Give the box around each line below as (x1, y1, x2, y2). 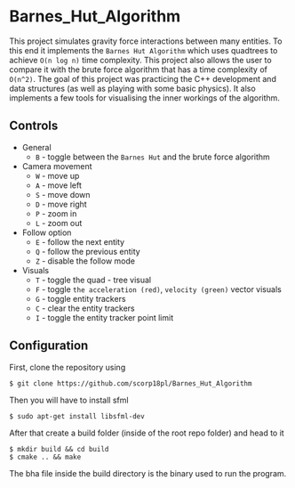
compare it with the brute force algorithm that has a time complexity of (9, 64, 268, 75)
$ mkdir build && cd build (9, 444, 109, 453)
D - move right (35, 199, 87, 209)
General (21, 142, 52, 152)
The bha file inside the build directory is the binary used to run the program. (9, 468, 287, 478)
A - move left (35, 180, 82, 191)
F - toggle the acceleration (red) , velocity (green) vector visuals (35, 283, 282, 295)
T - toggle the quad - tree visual (35, 274, 152, 285)
